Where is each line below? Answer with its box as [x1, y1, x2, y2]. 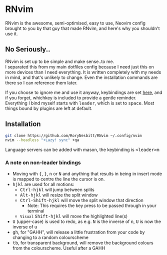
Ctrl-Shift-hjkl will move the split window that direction [19, 197, 144, 203]
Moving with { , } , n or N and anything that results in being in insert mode [12, 170, 162, 176]
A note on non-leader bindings [5, 159, 81, 166]
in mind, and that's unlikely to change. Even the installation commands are [5, 74, 158, 80]
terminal [27, 207, 44, 213]
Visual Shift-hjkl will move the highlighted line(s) [19, 213, 128, 219]
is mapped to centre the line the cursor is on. [12, 176, 105, 182]
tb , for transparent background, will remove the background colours [12, 239, 153, 245]
